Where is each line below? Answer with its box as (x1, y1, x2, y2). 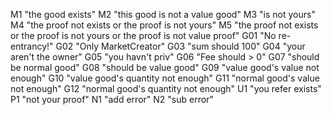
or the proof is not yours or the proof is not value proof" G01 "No (10, 30, 277, 41)
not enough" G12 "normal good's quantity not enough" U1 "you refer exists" (10, 83, 322, 94)
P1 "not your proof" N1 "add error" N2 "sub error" (10, 94, 214, 105)
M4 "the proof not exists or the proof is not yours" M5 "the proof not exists (10, 19, 319, 31)
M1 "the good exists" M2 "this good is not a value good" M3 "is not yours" (10, 9, 316, 20)
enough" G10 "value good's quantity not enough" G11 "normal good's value (10, 72, 320, 84)
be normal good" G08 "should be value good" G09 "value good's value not (10, 62, 320, 73)
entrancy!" (10, 40, 54, 52)
